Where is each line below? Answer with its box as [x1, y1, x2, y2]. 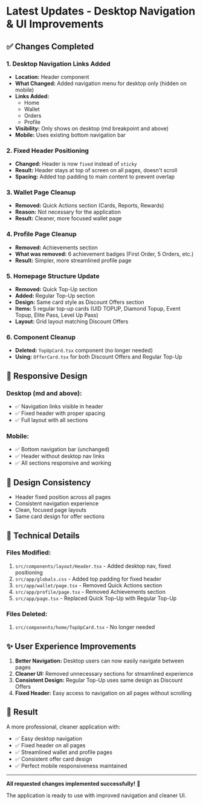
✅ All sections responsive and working [14, 459, 112, 466]
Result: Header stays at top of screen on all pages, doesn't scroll [14, 167, 178, 174]
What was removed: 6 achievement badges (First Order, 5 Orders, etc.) [14, 250, 194, 257]
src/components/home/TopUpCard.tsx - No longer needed [14, 624, 155, 631]
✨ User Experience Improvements [6, 641, 137, 652]
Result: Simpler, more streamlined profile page [14, 257, 132, 264]
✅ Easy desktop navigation [14, 735, 83, 742]
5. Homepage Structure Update [6, 272, 100, 280]
